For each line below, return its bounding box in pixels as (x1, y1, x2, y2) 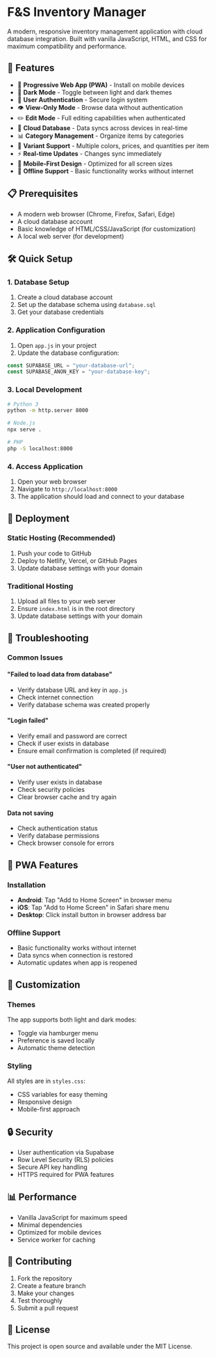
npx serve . (7, 426, 42, 434)
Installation (7, 880, 47, 889)
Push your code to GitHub (17, 549, 92, 557)
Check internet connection (17, 693, 94, 701)
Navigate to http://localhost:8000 (17, 485, 118, 493)
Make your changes (17, 1289, 74, 1297)
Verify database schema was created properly (17, 700, 151, 708)
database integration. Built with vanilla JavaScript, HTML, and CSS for (7, 34, 207, 42)
